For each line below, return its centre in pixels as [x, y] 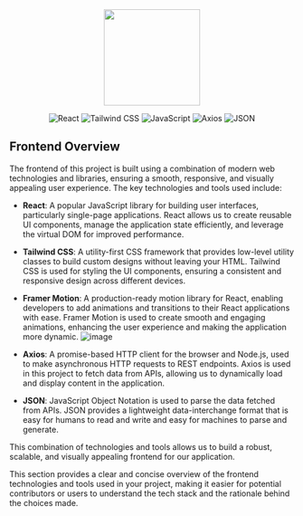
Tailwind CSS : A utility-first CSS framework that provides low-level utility [158, 252]
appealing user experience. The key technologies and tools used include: [146, 187]
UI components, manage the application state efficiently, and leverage [153, 225]
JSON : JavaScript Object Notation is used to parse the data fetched [149, 400]
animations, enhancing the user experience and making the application [155, 327]
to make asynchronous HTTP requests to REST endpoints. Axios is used [156, 363]
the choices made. [44, 502]
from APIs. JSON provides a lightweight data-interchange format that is [156, 410]
